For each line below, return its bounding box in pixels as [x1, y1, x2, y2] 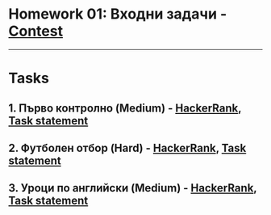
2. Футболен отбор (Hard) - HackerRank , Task [8, 141, 247, 154]
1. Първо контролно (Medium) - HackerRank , [8, 101, 242, 115]
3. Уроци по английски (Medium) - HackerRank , [8, 181, 257, 195]
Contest [8, 22, 63, 40]
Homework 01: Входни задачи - [8, 5, 227, 23]
